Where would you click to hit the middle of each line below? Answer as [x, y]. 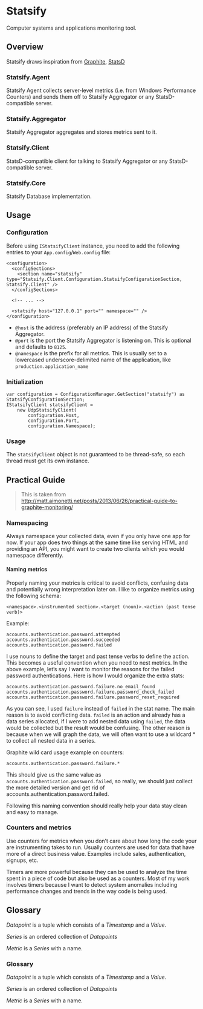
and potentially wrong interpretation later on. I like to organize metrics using [100, 589]
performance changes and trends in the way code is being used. [87, 891]
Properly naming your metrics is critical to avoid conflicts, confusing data [97, 583]
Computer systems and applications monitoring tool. [72, 28]
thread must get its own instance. [48, 461]
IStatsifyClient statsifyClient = [50, 405]
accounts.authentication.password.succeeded [63, 640]
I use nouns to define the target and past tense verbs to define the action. [98, 656]
